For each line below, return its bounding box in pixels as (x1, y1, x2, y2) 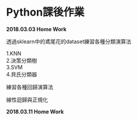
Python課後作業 (6, 5, 85, 19)
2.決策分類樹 (6, 57, 38, 64)
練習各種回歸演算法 (6, 83, 54, 90)
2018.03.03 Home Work (6, 25, 67, 33)
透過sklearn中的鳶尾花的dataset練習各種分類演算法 (6, 38, 132, 45)
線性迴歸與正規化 (6, 96, 48, 103)
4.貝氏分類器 (6, 70, 38, 78)
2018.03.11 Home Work (6, 108, 64, 115)
